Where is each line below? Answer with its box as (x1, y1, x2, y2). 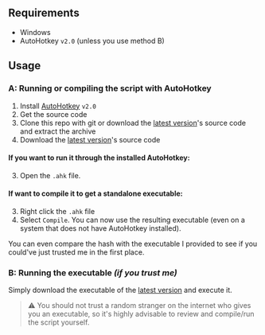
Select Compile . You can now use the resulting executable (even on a (19, 215, 245, 224)
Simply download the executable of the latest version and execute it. (8, 286, 232, 295)
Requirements (8, 6, 80, 20)
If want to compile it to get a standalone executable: (8, 189, 183, 198)
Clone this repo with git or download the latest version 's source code (19, 118, 247, 127)
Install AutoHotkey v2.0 (19, 101, 97, 111)
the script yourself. (27, 317, 90, 327)
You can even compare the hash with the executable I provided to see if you (8, 239, 258, 248)
